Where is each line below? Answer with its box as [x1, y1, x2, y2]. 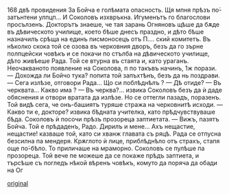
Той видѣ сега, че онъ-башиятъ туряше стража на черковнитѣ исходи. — [7, 101, 224, 108]
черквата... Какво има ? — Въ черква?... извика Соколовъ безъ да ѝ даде [7, 86, 223, 94]
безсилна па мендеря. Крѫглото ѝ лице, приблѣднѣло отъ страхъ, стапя [7, 137, 220, 145]
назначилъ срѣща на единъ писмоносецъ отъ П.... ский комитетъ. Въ [7, 35, 211, 43]
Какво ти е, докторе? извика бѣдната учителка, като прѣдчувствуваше [7, 108, 216, 116]
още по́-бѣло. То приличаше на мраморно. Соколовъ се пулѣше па [7, 144, 205, 152]
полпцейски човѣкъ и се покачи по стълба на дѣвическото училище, [7, 49, 210, 58]
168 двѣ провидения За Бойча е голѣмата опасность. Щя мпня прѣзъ [7, 6, 210, 14]
